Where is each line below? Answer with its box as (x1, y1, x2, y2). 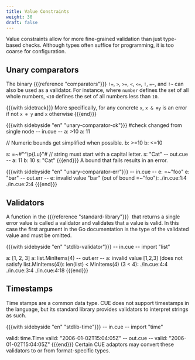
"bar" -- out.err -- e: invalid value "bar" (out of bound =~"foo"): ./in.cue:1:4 (6, 174, 187, 181)
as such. (6, 311, 27, 319)
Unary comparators (6, 65, 79, 75)
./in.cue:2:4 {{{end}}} (6, 181, 57, 188)
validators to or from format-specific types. (6, 347, 110, 354)
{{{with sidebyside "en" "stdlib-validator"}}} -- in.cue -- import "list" (6, 244, 171, 250)
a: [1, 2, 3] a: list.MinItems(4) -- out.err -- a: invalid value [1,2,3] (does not (6, 255, 183, 261)
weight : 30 (6, 14, 33, 20)
